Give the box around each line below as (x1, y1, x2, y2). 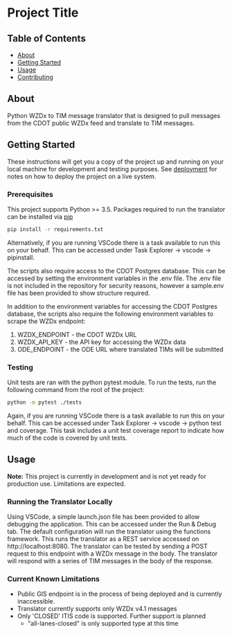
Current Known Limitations (7, 574, 100, 583)
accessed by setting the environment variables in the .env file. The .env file (7, 274, 222, 282)
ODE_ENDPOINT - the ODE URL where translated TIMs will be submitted (17, 345, 224, 353)
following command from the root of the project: (7, 386, 145, 394)
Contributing (17, 73, 53, 81)
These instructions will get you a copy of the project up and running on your (7, 157, 224, 166)
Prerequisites (7, 189, 53, 199)
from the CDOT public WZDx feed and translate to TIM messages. (7, 119, 195, 127)
